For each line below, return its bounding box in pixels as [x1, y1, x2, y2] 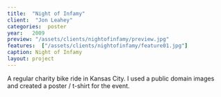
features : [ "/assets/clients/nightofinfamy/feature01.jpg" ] [7, 42, 188, 49]
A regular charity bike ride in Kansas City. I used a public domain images [7, 74, 215, 82]
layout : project [7, 55, 54, 62]
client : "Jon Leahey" [7, 17, 73, 24]
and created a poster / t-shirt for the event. [7, 81, 130, 90]
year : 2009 [7, 29, 45, 37]
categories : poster [7, 23, 67, 30]
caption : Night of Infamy [7, 49, 82, 56]
